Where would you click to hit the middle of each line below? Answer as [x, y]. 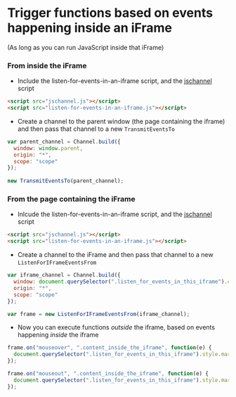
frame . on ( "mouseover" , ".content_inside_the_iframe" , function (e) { [110, 348]
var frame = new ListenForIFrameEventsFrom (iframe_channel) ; [99, 314]
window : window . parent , [48, 148]
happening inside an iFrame [90, 28]
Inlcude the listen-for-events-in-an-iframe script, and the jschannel [114, 214]
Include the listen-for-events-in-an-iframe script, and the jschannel [114, 81]
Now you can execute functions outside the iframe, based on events [116, 327]
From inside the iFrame [47, 65]
